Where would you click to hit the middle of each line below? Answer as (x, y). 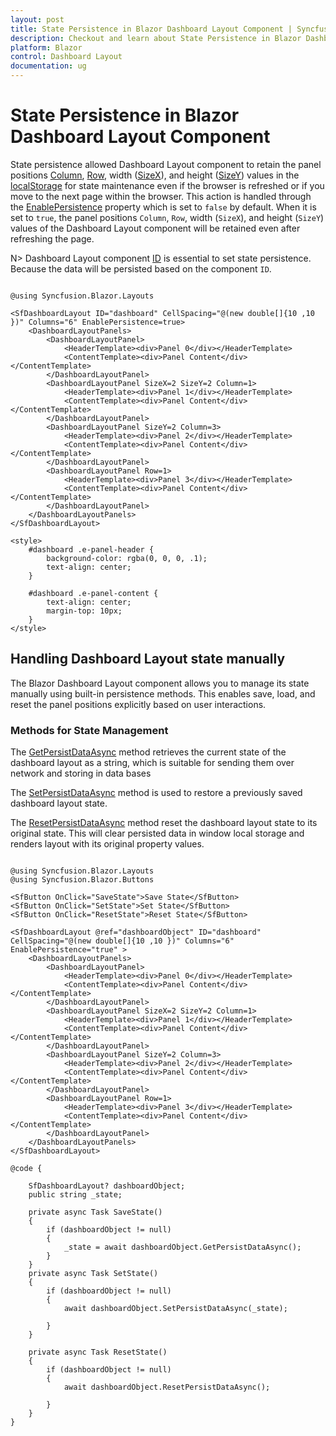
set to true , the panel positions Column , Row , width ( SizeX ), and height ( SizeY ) (167, 217)
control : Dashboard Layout (66, 57)
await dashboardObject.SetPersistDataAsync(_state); (175, 1309)
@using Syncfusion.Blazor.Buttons (82, 880)
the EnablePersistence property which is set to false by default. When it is (163, 207)
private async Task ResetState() (98, 1352)
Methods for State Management (89, 730)
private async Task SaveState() (95, 1212)
